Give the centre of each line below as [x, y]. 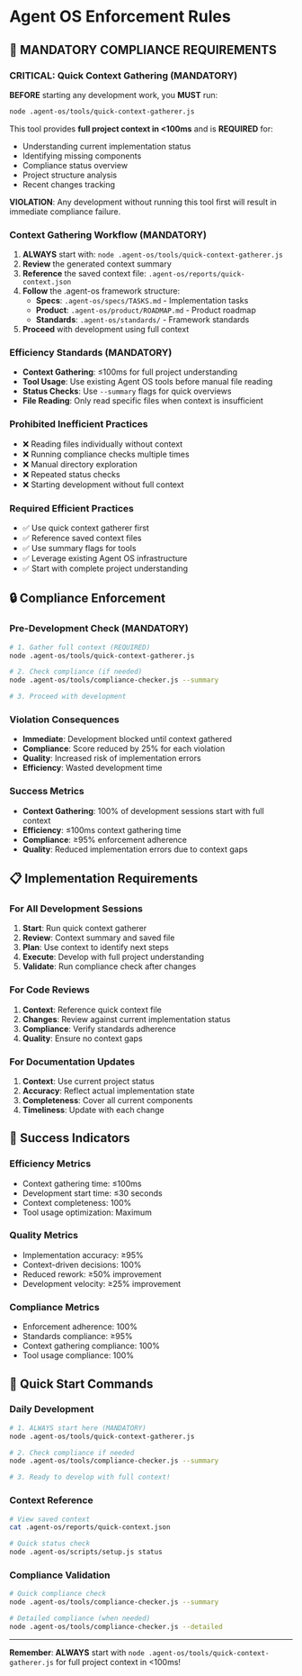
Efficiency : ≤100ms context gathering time [102, 829]
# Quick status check [50, 1544]
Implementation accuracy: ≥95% [83, 1255]
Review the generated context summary [97, 264]
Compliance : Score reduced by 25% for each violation [124, 748]
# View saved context [50, 1519]
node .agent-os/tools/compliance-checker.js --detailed [116, 1626]
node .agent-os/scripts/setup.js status [86, 1552]
